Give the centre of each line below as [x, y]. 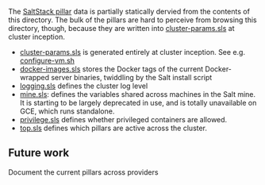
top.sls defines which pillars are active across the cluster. [113, 128]
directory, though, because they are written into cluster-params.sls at [121, 28]
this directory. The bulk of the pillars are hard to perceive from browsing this [132, 20]
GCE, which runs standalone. [67, 111]
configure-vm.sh [47, 60]
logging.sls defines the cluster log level [84, 86]
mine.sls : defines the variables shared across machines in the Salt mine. [138, 94]
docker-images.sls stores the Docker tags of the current [111, 69]
